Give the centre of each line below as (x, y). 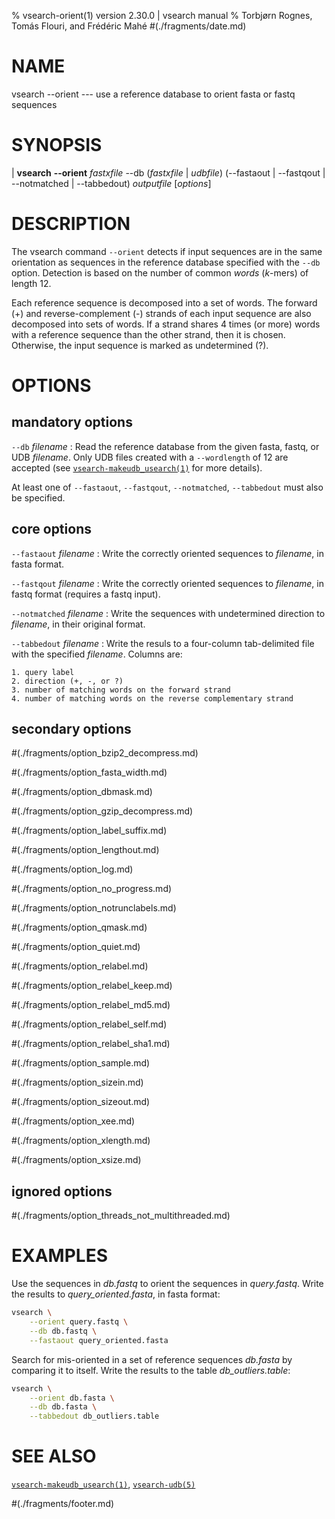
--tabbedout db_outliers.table (94, 1416)
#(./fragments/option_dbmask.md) (82, 792)
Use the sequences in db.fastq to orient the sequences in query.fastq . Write (167, 1284)
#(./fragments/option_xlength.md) (81, 1141)
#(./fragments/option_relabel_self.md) (89, 1024)
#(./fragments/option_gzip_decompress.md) (102, 811)
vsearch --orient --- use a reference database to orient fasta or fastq (153, 94)
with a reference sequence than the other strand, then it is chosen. (148, 334)
